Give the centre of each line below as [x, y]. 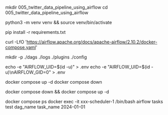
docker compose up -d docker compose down [54, 82]
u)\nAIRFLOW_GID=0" [28, 72]
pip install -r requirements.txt [35, 32]
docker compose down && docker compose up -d [57, 92]
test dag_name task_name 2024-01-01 [45, 107]
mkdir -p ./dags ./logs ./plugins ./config [46, 57]
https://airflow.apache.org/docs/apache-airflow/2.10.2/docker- [92, 42]
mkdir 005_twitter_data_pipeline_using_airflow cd [56, 7]
